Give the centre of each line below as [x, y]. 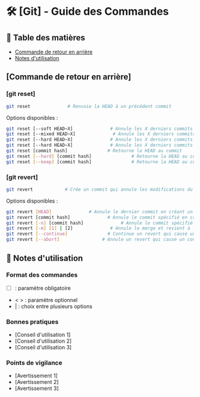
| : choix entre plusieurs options [54, 306]
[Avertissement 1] [36, 376]
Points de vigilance [34, 363]
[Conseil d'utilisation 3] [43, 348]
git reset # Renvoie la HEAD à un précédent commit [89, 106]
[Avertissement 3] [37, 389]
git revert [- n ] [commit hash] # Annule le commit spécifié [100, 223]
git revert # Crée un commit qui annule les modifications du [100, 189]
